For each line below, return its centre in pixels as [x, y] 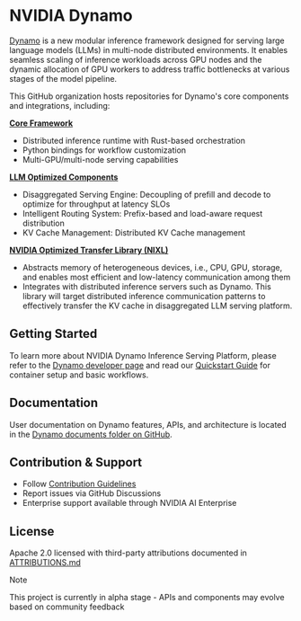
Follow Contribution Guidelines [79, 484]
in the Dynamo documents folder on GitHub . [91, 434]
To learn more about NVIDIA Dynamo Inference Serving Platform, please [143, 355]
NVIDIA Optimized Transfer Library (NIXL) [89, 250]
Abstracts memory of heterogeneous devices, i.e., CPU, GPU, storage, [152, 267]
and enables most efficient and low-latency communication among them [156, 277]
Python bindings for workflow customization [104, 150]
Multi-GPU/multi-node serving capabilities [100, 159]
